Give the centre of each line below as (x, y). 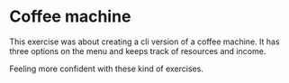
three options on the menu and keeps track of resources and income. (138, 51)
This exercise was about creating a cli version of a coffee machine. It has (145, 41)
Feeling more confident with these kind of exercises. (107, 69)
